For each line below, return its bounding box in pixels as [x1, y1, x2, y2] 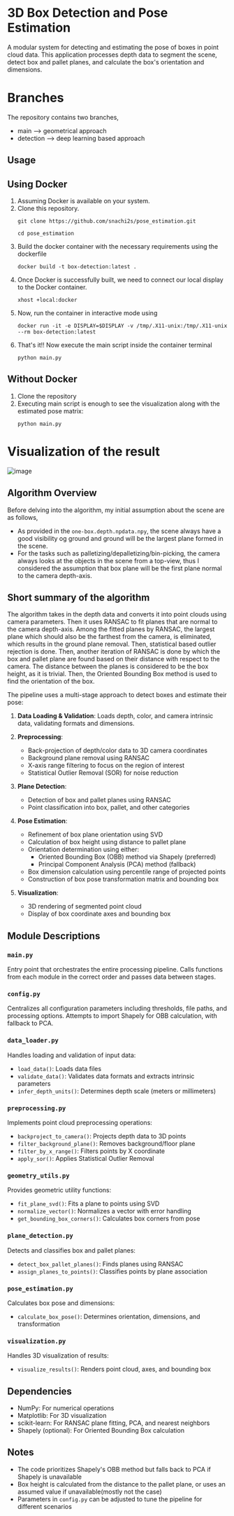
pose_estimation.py [7, 1284, 73, 1293]
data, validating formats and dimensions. [17, 719, 135, 728]
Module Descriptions [7, 930, 101, 942]
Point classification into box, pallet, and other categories [27, 804, 190, 812]
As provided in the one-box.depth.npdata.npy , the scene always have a [17, 527, 221, 535]
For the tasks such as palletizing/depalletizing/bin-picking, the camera [17, 549, 220, 558]
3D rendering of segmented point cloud [27, 902, 142, 911]
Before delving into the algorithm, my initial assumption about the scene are [7, 506, 225, 514]
